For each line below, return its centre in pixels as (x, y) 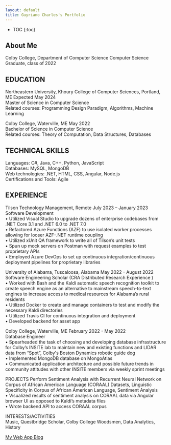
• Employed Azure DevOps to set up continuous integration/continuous (80, 256)
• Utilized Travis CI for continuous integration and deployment (70, 315)
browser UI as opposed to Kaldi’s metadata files (55, 401)
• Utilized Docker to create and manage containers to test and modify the (82, 305)
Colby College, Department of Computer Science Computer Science (77, 58)
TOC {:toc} (24, 29)
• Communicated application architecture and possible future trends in (80, 363)
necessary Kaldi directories (34, 310)
